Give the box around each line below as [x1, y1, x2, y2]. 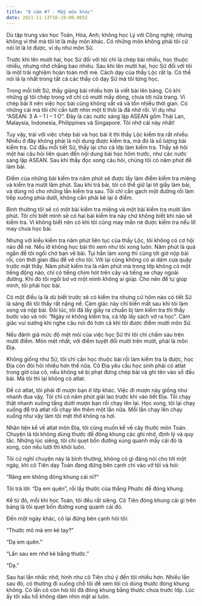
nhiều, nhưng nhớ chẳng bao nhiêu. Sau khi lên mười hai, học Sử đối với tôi [6, 62, 192, 70]
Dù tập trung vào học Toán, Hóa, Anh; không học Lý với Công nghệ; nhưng [6, 31, 192, 38]
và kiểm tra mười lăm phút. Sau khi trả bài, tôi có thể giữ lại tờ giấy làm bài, [6, 181, 192, 188]
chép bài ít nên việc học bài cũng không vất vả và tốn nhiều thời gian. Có [6, 99, 188, 107]
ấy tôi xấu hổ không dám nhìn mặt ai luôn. [6, 593, 111, 600]
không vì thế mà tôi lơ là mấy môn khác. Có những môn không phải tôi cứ [6, 38, 189, 45]
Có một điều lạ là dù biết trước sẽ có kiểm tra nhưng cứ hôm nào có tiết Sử [6, 293, 192, 300]
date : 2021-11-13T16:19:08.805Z [6, 15, 88, 21]
